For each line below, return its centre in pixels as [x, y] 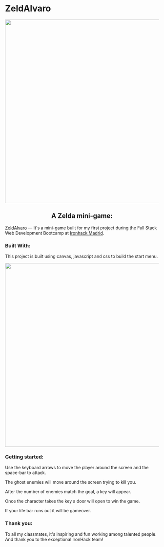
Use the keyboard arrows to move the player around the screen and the [77, 468]
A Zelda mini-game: [82, 216]
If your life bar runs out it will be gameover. [48, 511]
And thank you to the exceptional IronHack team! [54, 539]
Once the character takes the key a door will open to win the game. [72, 501]
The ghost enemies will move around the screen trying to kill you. [71, 482]
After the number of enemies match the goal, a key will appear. [68, 492]
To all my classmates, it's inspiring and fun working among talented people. [81, 534]
